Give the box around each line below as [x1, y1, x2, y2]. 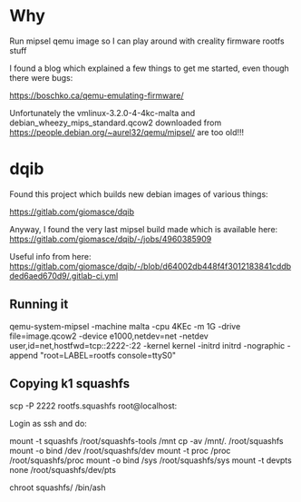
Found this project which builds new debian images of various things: [9, 188, 269, 200]
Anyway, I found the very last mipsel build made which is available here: [9, 223, 278, 234]
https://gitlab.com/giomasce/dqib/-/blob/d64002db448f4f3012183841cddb [9, 261, 292, 271]
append [9, 349, 39, 360]
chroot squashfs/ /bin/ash [9, 482, 106, 493]
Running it [9, 297, 69, 312]
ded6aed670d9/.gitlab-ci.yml [9, 270, 119, 281]
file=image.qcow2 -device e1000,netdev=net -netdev [9, 330, 209, 341]
